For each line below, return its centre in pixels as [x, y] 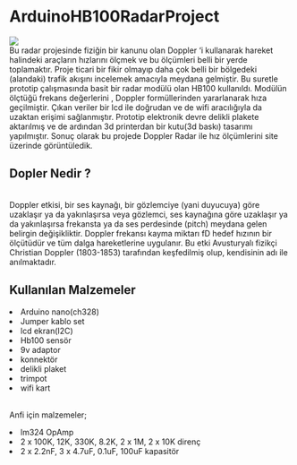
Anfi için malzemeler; [48, 415]
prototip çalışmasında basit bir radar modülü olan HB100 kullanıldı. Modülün [148, 88]
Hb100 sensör [46, 340]
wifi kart [36, 388]
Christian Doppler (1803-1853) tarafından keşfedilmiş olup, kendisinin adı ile [148, 252]
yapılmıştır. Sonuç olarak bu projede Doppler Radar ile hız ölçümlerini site [144, 135]
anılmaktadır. [33, 262]
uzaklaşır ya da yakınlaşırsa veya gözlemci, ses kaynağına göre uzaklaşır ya [148, 214]
